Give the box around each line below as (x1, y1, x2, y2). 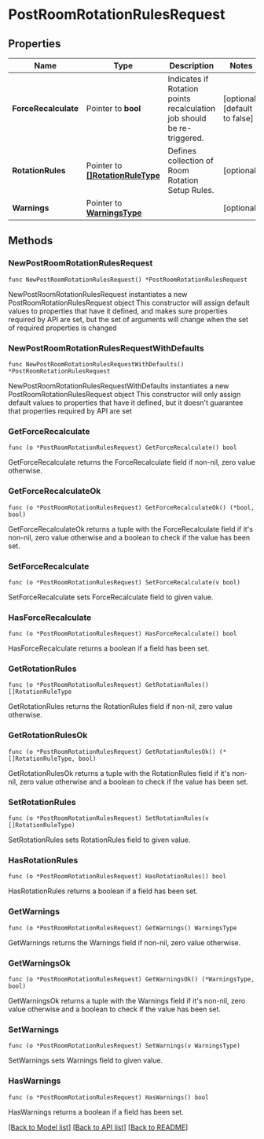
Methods (8, 234, 53, 247)
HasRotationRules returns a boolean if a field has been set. (8, 886, 198, 896)
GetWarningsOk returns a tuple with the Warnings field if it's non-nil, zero (8, 996, 246, 1005)
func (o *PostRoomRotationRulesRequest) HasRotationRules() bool (8, 873, 226, 881)
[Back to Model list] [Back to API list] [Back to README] (8, 1122, 189, 1132)
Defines (167, 146, 196, 156)
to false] (222, 113, 254, 124)
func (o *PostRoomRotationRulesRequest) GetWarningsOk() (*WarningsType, (8, 975, 255, 983)
